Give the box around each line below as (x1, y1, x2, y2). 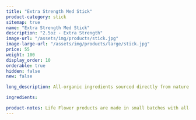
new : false (6, 73, 33, 79)
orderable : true (6, 62, 45, 69)
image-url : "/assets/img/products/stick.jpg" (6, 36, 118, 41)
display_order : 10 (6, 57, 51, 63)
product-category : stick (6, 14, 66, 20)
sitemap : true (6, 19, 41, 25)
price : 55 (6, 47, 30, 52)
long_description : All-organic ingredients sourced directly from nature (6, 84, 190, 90)
